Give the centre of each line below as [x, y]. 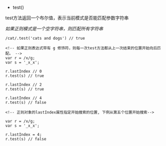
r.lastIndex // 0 [24, 71]
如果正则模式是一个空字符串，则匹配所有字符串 [54, 28]
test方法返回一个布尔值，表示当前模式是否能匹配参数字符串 [67, 18]
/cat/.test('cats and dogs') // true [45, 38]
